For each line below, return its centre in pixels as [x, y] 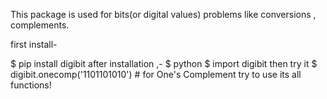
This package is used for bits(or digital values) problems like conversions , [163, 14]
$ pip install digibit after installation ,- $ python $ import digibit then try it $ [164, 63]
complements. [40, 25]
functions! [31, 85]
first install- [34, 44]
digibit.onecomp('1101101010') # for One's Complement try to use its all [156, 74]
